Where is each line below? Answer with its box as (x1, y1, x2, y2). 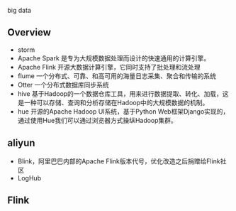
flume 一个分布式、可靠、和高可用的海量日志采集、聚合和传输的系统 (17, 71, 217, 80)
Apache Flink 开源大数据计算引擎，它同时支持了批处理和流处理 (17, 63, 201, 71)
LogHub (17, 173, 41, 182)
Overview (7, 26, 52, 38)
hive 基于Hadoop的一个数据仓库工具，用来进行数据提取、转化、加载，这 (17, 89, 229, 98)
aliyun (7, 137, 35, 149)
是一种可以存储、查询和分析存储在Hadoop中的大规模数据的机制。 (17, 98, 209, 107)
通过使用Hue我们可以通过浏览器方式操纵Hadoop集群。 (17, 116, 177, 124)
